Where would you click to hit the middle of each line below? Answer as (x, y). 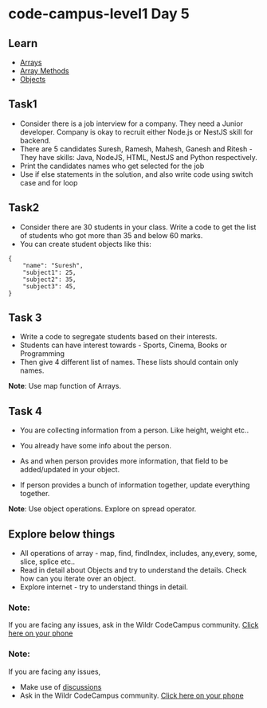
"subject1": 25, (50, 272)
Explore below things (62, 534)
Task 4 (25, 411)
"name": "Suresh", (53, 265)
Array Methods (44, 71)
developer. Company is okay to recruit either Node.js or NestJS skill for (136, 131)
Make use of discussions (61, 686)
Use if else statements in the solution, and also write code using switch (136, 174)
